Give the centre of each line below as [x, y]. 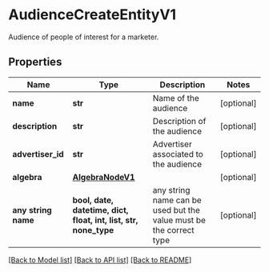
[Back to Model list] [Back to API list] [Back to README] [100, 260]
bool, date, [93, 200]
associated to [178, 154]
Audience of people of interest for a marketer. [84, 37]
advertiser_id [38, 154]
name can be [177, 200]
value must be [179, 220]
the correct [173, 230]
